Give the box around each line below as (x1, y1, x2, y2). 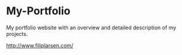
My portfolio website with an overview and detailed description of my (6, 24, 177, 31)
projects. (6, 30, 28, 37)
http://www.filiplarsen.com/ (6, 42, 73, 49)
